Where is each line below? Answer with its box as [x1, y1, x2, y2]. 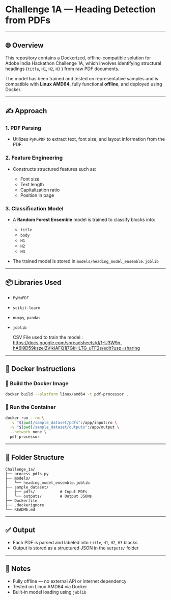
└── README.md [5, 507, 36, 512]
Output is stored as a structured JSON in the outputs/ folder [12, 545, 139, 551]
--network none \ [10, 430, 47, 435]
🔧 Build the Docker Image [5, 380, 69, 387]
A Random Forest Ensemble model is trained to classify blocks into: [12, 216, 155, 223]
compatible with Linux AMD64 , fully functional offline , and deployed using [5, 81, 162, 87]
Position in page [20, 192, 54, 198]
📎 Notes [5, 564, 31, 573]
